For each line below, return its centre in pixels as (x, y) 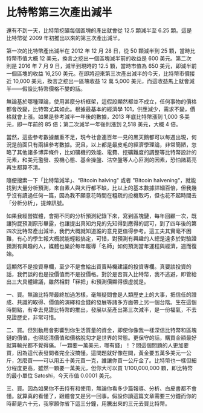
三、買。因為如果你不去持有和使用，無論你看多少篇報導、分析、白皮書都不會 (101, 388)
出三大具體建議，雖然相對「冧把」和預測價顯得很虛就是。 (78, 282)
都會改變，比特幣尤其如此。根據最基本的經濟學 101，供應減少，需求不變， (98, 109)
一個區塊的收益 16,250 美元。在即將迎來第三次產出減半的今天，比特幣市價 (98, 73)
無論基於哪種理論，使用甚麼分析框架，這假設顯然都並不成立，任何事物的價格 (101, 101)
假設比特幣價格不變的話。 (54, 88)
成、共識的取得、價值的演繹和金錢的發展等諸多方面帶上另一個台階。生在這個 (101, 302)
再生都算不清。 (25, 167)
